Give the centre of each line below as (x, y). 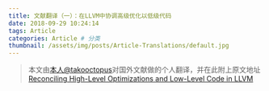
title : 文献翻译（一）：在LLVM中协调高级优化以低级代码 (90, 16)
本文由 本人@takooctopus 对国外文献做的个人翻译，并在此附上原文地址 (144, 70)
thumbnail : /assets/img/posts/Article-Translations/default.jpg (119, 46)
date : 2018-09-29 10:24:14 (54, 23)
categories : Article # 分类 (55, 38)
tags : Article (32, 31)
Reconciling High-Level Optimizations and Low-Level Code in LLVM (141, 79)
